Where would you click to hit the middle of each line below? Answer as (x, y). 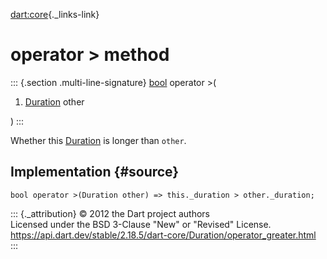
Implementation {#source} (95, 172)
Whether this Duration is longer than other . (98, 140)
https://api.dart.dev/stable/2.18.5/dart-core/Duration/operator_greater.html (163, 235)
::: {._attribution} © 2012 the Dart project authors (110, 213)
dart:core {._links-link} (55, 14)
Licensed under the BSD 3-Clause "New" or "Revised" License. (141, 224)
